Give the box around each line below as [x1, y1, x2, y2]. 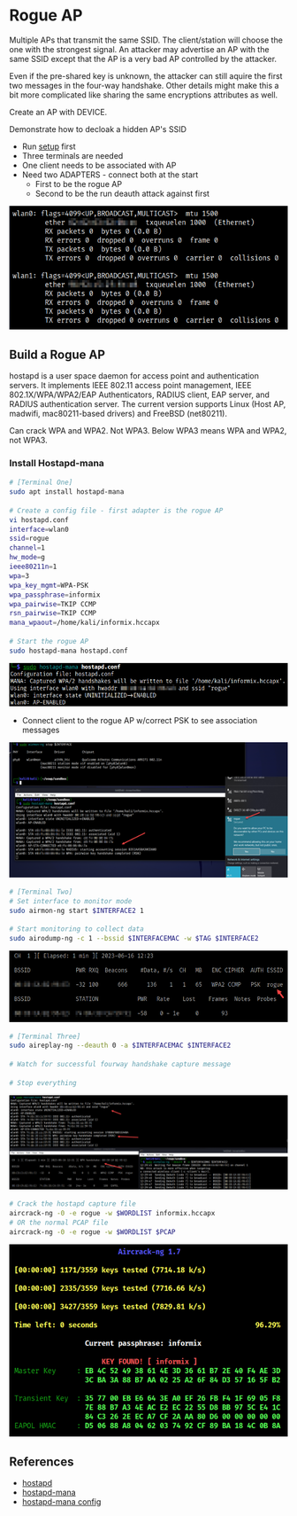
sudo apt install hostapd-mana [9, 488, 125, 496]
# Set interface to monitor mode [9, 896, 133, 905]
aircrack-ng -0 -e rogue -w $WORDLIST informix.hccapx [9, 1208, 216, 1217]
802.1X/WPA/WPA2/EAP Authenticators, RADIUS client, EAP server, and [9, 389, 270, 400]
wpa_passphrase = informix [9, 590, 101, 599]
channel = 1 [9, 543, 46, 552]
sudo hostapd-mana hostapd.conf [9, 646, 128, 655]
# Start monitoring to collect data [9, 925, 144, 934]
